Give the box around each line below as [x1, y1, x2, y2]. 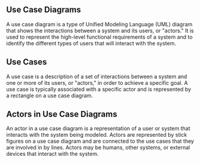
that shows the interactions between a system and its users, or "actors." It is [6, 27, 195, 34]
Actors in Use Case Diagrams [6, 109, 118, 119]
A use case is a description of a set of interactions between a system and [6, 73, 187, 80]
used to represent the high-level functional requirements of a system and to [6, 33, 193, 41]
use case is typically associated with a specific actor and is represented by [6, 85, 192, 93]
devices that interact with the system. [6, 150, 99, 158]
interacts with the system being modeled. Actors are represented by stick [6, 131, 187, 139]
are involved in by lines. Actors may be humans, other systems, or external [6, 144, 190, 151]
